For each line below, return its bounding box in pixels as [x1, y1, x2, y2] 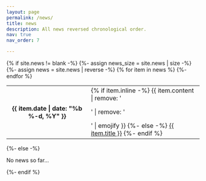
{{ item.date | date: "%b [12, 105, 83, 113]
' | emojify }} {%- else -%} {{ [91, 122, 174, 130]
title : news [6, 20, 37, 26]
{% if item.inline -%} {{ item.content [91, 86, 194, 95]
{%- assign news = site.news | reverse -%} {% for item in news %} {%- [6, 66, 187, 73]
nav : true [6, 32, 32, 38]
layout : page [6, 9, 40, 15]
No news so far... [6, 157, 49, 164]
